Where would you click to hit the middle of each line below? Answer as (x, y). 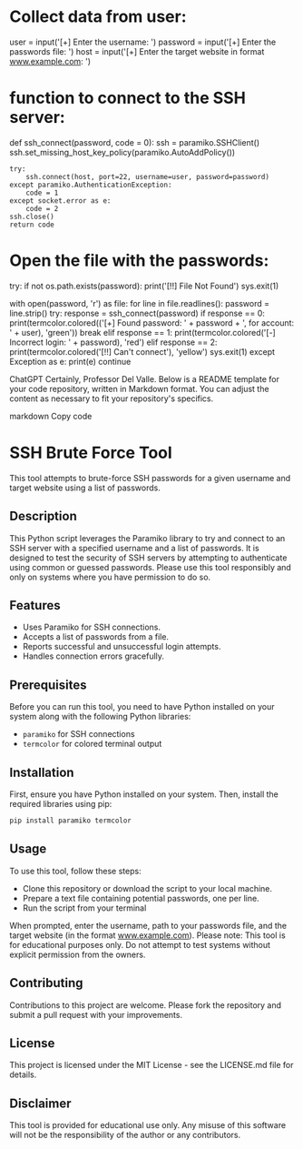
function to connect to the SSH (128, 98)
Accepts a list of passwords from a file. (96, 637)
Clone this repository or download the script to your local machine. (147, 888)
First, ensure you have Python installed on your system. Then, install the (144, 794)
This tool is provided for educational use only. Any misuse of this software (148, 1125)
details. (23, 1074)
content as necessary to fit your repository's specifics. (112, 398)
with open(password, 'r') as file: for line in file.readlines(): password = (140, 303)
